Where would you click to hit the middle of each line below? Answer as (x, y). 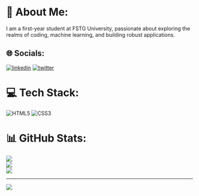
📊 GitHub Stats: (46, 138)
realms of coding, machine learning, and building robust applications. (91, 34)
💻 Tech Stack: (43, 93)
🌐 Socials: (25, 54)
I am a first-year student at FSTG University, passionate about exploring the (98, 28)
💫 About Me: (37, 12)
